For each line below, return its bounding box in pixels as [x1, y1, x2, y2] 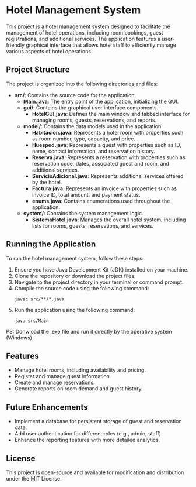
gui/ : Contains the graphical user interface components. [23, 104, 159, 111]
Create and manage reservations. [14, 379, 95, 386]
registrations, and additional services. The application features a [6, 35, 160, 42]
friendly [6, 42, 25, 49]
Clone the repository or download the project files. [14, 272, 136, 279]
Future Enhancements [6, 402, 89, 412]
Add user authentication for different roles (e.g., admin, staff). [14, 430, 163, 437]
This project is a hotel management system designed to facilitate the [6, 23, 170, 30]
